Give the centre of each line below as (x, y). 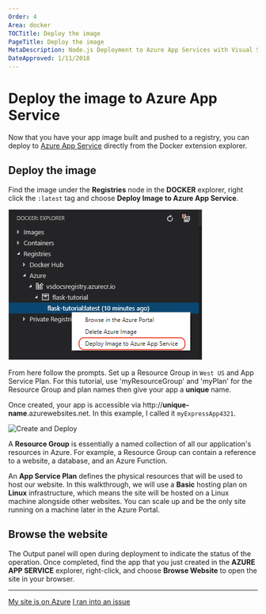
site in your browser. (42, 578)
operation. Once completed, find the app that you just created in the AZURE (132, 562)
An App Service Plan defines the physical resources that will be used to (125, 476)
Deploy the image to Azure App (113, 99)
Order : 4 (23, 17)
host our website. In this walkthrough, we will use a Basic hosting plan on (128, 484)
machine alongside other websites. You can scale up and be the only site (127, 501)
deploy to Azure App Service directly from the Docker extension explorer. (128, 146)
